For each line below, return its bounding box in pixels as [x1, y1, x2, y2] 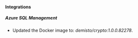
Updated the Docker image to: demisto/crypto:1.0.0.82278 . [12, 27, 133, 33]
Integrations [5, 4, 31, 10]
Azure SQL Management [5, 15, 57, 21]
